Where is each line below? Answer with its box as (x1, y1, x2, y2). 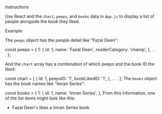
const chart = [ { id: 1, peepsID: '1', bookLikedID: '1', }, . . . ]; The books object (5, 76, 157, 81)
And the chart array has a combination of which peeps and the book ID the (5, 61, 155, 67)
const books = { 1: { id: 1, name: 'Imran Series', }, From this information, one (5, 90, 155, 96)
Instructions (5, 4, 29, 10)
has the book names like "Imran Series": (5, 81, 85, 86)
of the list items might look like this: (5, 95, 76, 101)
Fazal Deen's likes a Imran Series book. (12, 105, 91, 110)
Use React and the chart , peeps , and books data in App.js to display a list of (5, 14, 154, 19)
